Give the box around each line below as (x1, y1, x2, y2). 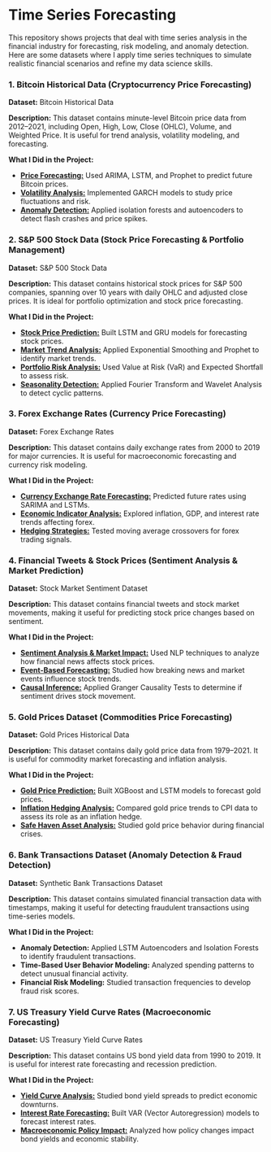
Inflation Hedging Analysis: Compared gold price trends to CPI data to (19, 803, 258, 813)
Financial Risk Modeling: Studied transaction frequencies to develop (19, 977, 252, 987)
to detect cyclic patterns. (19, 388, 104, 398)
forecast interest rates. (19, 1117, 97, 1127)
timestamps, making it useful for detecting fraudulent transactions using (8, 902, 250, 912)
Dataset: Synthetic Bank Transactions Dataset (8, 878, 163, 888)
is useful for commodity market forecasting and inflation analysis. (8, 754, 227, 764)
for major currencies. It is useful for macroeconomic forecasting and (8, 451, 237, 460)
